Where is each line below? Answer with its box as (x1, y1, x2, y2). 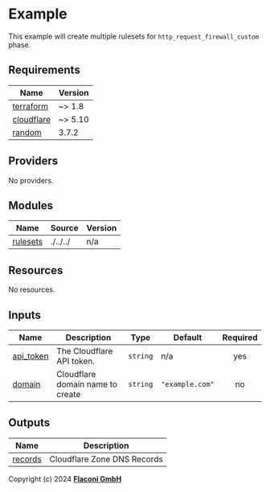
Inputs (8, 308, 42, 322)
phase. (8, 39, 31, 49)
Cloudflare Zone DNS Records (49, 453, 163, 465)
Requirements (8, 64, 80, 77)
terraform (12, 100, 49, 112)
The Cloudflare (55, 346, 113, 356)
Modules (8, 199, 54, 212)
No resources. (8, 285, 55, 294)
